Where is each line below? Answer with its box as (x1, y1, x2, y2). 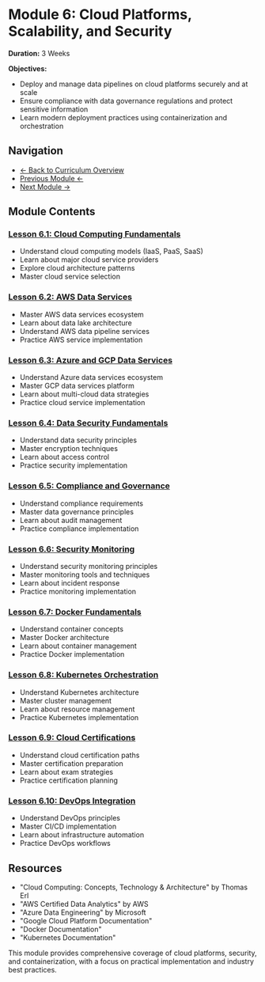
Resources (8, 861, 62, 875)
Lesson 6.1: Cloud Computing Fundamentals (8, 229, 181, 240)
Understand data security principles (19, 435, 137, 445)
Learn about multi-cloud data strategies (19, 389, 150, 399)
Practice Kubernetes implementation (19, 712, 139, 722)
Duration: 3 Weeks (8, 48, 70, 58)
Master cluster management (19, 696, 112, 705)
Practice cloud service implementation (19, 398, 146, 408)
